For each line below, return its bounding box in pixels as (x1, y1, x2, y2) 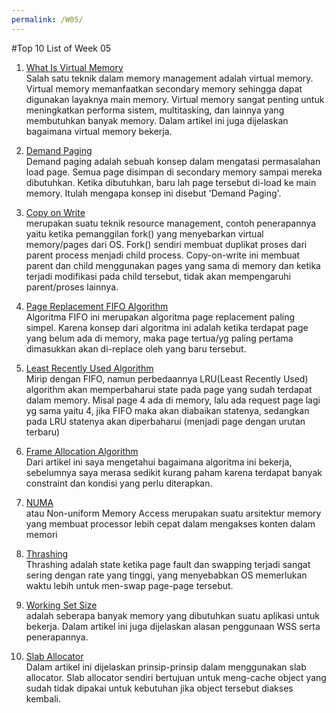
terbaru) (25, 426, 61, 438)
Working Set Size (25, 599, 98, 611)
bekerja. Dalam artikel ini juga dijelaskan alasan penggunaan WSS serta (25, 620, 321, 632)
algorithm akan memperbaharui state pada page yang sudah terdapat (25, 383, 313, 395)
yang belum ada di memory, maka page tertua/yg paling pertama (25, 332, 294, 344)
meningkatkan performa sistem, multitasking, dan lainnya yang (25, 104, 285, 116)
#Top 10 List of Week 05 (11, 42, 112, 54)
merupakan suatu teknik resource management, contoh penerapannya (25, 217, 317, 229)
